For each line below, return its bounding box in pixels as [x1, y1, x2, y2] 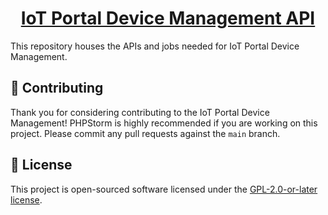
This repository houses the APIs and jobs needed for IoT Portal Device [10, 40, 300, 52]
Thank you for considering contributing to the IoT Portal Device [10, 106, 270, 118]
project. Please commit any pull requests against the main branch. [10, 127, 281, 139]
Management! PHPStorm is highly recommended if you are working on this [10, 117, 318, 129]
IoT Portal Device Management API [20, 7, 316, 30]
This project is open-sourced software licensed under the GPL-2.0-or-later [10, 183, 318, 195]
